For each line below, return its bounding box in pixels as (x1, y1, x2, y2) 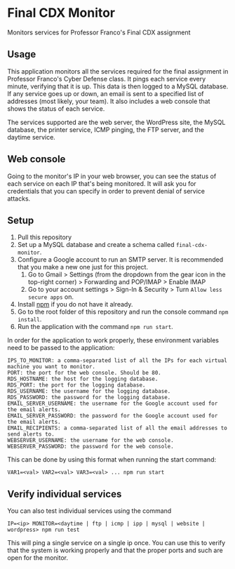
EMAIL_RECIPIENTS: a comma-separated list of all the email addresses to (7, 424, 228, 432)
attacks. (7, 194, 31, 203)
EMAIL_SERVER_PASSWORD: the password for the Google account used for (7, 413, 218, 420)
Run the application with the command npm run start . (17, 323, 173, 331)
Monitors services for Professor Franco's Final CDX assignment (7, 28, 191, 36)
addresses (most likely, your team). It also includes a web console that (7, 97, 210, 105)
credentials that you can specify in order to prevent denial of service (7, 187, 206, 195)
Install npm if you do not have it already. (17, 300, 133, 309)
